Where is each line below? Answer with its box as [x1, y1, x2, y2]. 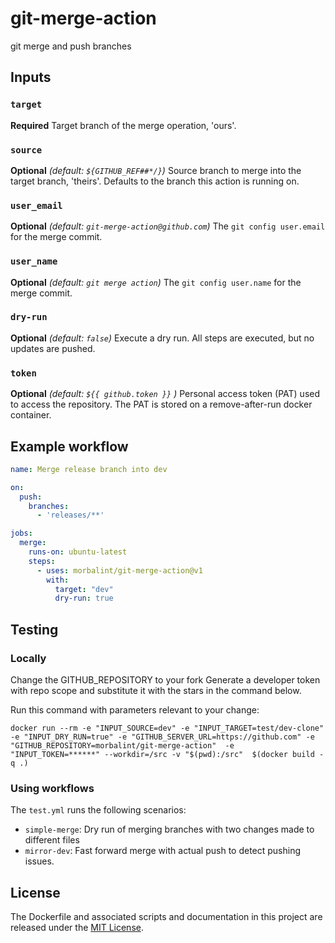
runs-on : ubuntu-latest [28, 547, 128, 557]
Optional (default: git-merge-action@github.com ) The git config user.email [10, 220, 326, 232]
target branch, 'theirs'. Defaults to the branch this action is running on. [10, 175, 300, 187]
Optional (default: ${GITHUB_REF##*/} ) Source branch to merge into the [10, 164, 302, 176]
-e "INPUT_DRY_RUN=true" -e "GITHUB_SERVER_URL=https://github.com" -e [10, 732, 315, 742]
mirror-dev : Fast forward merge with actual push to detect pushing [24, 845, 302, 857]
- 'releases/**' [36, 510, 105, 521]
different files [24, 834, 80, 846]
